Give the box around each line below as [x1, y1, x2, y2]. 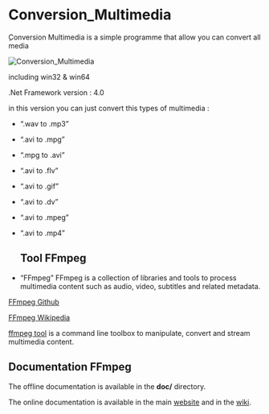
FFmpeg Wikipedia [8, 313, 71, 322]
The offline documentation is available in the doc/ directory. [8, 381, 206, 391]
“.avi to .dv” [19, 197, 59, 206]
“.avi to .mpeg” [19, 212, 70, 222]
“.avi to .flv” [19, 165, 59, 175]
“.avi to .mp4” [19, 228, 66, 238]
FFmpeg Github [8, 296, 60, 307]
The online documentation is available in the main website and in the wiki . [8, 397, 251, 407]
